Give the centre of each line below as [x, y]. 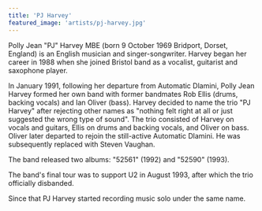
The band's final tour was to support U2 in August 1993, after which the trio [131, 175]
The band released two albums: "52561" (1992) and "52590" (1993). [119, 159]
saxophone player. [38, 70]
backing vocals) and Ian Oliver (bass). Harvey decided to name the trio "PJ [129, 102]
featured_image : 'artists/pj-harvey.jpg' [77, 23]
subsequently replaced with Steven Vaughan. [82, 144]
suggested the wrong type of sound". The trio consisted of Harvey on [121, 119]
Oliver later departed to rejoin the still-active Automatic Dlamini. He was [124, 135]
